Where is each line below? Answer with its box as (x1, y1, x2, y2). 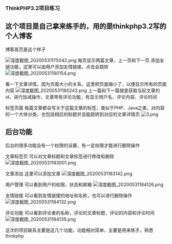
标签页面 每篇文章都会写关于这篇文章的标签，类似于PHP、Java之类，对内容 (5, 104, 165, 111)
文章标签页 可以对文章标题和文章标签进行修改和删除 (5, 153, 114, 159)
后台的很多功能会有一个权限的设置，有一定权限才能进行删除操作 (5, 142, 140, 148)
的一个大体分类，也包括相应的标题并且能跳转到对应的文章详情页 (5, 111, 140, 117)
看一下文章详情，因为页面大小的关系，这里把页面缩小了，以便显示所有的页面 (5, 81, 167, 87)
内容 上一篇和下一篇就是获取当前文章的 (5, 87, 160, 93)
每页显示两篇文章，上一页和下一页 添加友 (77, 57, 165, 63)
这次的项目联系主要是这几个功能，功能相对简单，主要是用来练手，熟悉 (5, 227, 154, 233)
